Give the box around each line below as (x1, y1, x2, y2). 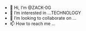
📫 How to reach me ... (9, 21, 56, 27)
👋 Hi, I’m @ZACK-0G (9, 5, 52, 10)
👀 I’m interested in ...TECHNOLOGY (9, 10, 81, 16)
